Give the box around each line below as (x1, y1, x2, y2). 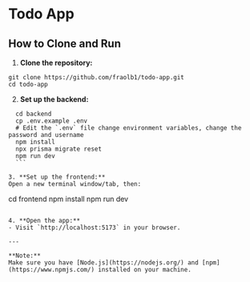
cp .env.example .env (15, 117, 88, 125)
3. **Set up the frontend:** (8, 173, 106, 181)
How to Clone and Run (8, 37, 122, 50)
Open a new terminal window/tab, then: (8, 180, 142, 188)
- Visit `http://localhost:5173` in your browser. (8, 224, 181, 232)
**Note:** (8, 252, 42, 260)
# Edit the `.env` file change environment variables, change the (15, 124, 242, 132)
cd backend (15, 110, 52, 118)
